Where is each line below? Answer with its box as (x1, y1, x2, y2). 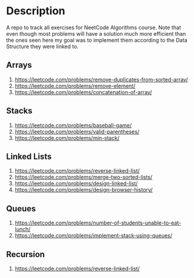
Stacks (6, 106, 33, 116)
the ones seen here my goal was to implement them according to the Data (6, 36, 187, 43)
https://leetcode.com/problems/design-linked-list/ (14, 180, 138, 187)
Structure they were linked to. (6, 43, 79, 50)
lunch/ (14, 226, 31, 233)
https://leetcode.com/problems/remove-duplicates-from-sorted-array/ (14, 76, 189, 83)
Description (6, 4, 65, 18)
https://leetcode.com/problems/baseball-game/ (14, 121, 132, 129)
